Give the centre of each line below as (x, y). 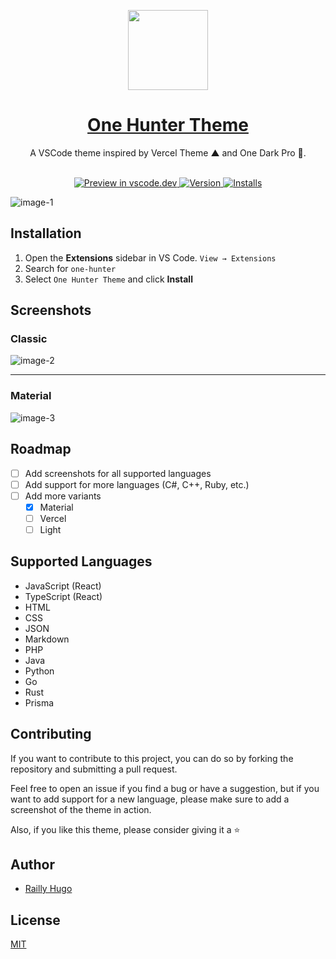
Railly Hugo (48, 889)
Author (32, 864)
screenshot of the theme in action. (81, 809)
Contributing (51, 734)
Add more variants (63, 496)
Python (39, 671)
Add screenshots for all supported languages (118, 473)
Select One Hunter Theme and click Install (108, 279)
